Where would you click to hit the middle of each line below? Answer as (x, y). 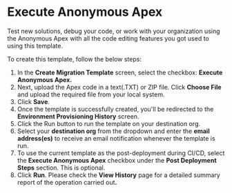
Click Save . (33, 101)
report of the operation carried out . (67, 182)
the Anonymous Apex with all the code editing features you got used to (108, 38)
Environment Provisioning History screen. (78, 116)
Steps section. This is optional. (61, 167)
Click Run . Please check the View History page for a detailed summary (119, 175)
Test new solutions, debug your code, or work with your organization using (114, 31)
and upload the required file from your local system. (91, 94)
